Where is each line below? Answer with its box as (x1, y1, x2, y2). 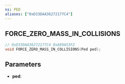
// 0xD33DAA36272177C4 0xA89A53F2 (5, 42, 75, 48)
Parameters (5, 60, 41, 68)
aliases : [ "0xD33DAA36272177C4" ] (5, 12, 73, 17)
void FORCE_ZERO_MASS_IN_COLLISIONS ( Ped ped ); (5, 47, 101, 52)
